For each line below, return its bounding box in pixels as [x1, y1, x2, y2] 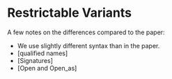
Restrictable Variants [7, 5, 132, 21]
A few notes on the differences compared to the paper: [7, 28, 165, 36]
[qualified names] [17, 49, 68, 57]
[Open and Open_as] [17, 64, 77, 72]
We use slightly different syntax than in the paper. [17, 41, 160, 50]
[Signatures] [17, 56, 54, 64]
